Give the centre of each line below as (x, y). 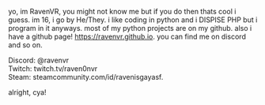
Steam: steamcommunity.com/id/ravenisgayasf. (86, 77)
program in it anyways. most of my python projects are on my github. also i (130, 28)
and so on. (26, 45)
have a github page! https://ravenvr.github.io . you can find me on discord (127, 36)
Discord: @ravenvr (39, 60)
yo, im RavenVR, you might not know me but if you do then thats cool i (122, 11)
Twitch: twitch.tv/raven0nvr (53, 69)
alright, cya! (27, 92)
